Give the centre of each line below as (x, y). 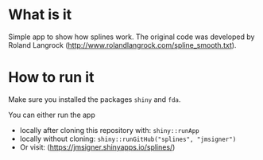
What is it (40, 15)
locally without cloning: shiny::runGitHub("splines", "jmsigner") (128, 139)
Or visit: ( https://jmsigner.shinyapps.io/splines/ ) (97, 147)
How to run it (51, 78)
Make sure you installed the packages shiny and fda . (95, 99)
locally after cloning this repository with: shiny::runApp (110, 130)
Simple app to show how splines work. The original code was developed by (131, 37)
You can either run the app (52, 115)
